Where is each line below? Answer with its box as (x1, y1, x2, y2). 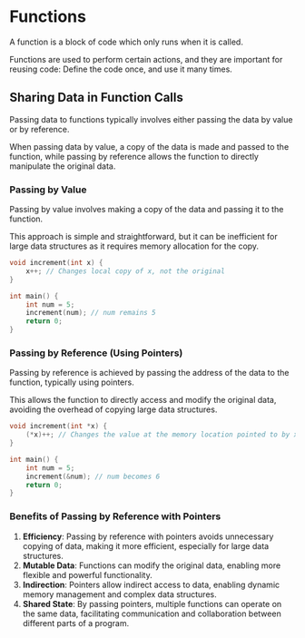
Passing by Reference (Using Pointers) (9, 347, 183, 359)
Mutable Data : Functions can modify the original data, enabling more (22, 560, 281, 571)
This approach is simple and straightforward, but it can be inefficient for (9, 231, 279, 242)
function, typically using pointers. (9, 377, 134, 388)
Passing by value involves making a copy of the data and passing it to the (9, 204, 284, 215)
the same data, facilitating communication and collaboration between (22, 608, 281, 619)
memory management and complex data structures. (22, 588, 217, 600)
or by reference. (9, 123, 70, 134)
